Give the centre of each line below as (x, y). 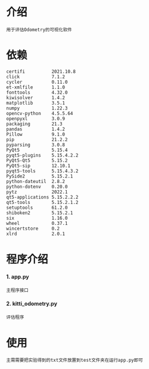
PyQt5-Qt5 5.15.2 (37, 160)
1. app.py (18, 276)
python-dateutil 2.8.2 (36, 181)
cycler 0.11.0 (37, 82)
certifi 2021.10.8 (41, 71)
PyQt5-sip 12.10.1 (38, 166)
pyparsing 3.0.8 (36, 145)
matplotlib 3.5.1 (36, 103)
